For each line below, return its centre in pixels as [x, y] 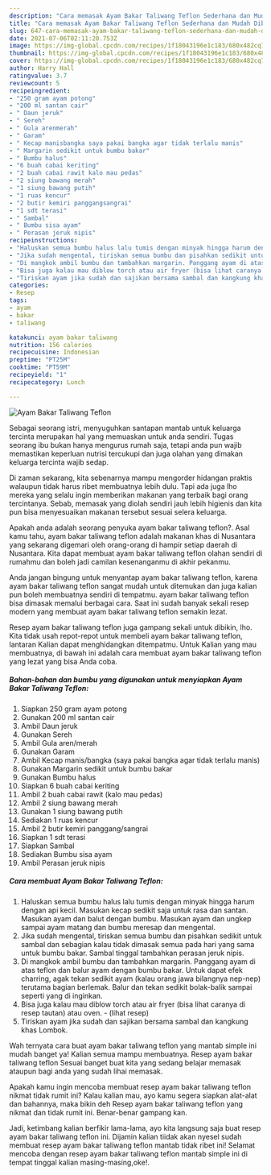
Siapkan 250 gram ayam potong [74, 709]
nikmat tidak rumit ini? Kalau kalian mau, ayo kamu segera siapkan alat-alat [133, 1095]
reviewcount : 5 [35, 83]
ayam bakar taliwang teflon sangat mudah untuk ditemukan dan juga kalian [133, 585]
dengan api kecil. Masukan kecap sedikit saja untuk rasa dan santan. [134, 910]
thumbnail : [27, 53]
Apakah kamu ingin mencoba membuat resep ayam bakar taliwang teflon [130, 1086]
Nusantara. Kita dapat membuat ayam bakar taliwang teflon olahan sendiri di [136, 553]
